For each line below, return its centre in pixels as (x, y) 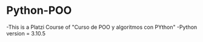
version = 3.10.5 (26, 33)
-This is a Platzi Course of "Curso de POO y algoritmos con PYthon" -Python (102, 27)
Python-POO (39, 10)
